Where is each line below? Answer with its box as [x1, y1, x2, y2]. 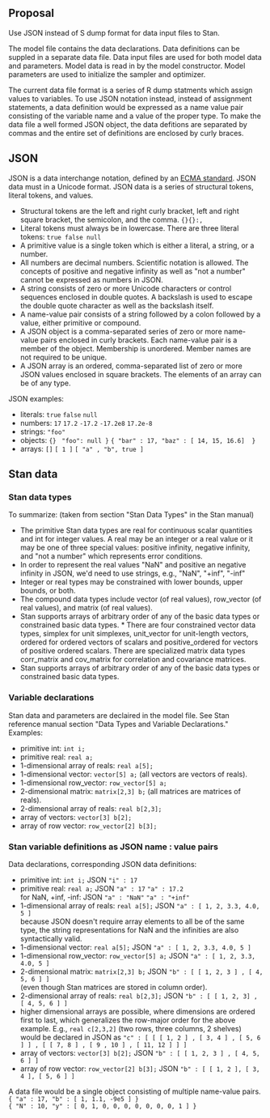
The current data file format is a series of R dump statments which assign [8, 85, 253, 95]
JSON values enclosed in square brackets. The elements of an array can [19, 369, 262, 379]
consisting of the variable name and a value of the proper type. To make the [8, 111, 261, 121]
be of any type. [19, 378, 71, 388]
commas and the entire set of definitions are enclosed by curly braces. [8, 128, 244, 138]
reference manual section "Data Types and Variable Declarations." [8, 719, 229, 729]
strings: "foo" [19, 427, 66, 436]
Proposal [8, 6, 55, 20]
